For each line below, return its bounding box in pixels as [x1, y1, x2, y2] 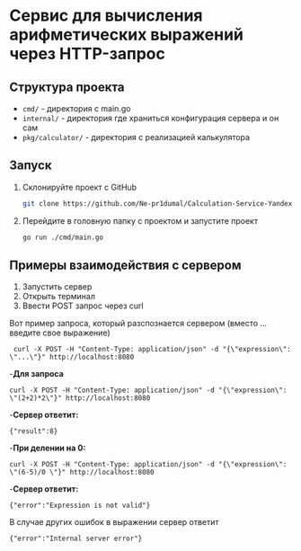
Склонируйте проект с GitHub [22, 182, 137, 192]
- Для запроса [9, 369, 65, 379]
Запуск [9, 158, 52, 173]
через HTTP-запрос [9, 44, 166, 64]
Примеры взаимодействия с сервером [9, 257, 242, 272]
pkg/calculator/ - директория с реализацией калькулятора [22, 132, 250, 142]
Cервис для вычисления [9, 5, 203, 26]
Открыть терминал [22, 291, 96, 302]
